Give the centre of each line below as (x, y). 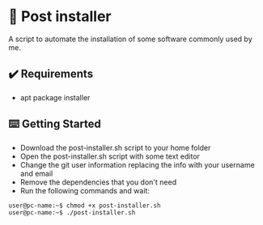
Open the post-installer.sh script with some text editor (110, 156)
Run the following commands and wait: (85, 190)
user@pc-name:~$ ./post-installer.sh (72, 213)
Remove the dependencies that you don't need (98, 182)
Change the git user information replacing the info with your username (137, 164)
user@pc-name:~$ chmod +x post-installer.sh (85, 206)
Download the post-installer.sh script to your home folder (115, 147)
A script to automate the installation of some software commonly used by (130, 39)
